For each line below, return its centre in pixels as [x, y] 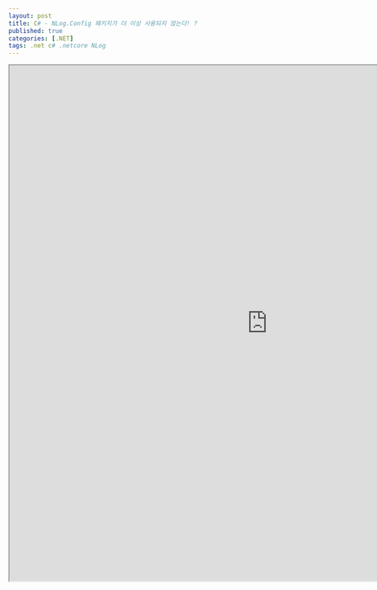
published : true [35, 31]
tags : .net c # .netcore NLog [57, 46]
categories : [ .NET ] [41, 38]
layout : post [30, 16]
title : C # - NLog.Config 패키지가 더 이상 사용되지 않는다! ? [103, 23]
